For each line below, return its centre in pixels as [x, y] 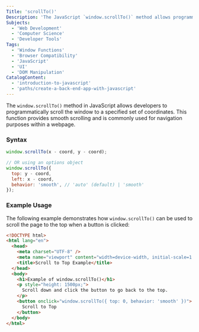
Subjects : [18, 22]
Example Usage [29, 205]
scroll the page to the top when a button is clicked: [68, 224]
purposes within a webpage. [41, 124]
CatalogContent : [26, 78]
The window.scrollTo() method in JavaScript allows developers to [87, 105]
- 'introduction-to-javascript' [52, 83]
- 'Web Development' [37, 28]
